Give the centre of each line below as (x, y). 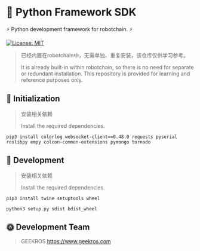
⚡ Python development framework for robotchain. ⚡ (70, 29)
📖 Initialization (33, 99)
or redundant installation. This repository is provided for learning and (105, 74)
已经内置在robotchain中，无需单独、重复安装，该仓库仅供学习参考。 (105, 55)
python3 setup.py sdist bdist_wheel (52, 209)
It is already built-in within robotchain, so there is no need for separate (107, 67)
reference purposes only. (52, 79)
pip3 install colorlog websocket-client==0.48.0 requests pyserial (92, 137)
